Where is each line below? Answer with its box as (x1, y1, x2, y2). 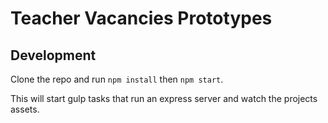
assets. (10, 103, 40, 115)
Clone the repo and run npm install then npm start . (10, 73, 224, 85)
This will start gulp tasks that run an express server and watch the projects (10, 93, 318, 104)
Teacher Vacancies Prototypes (10, 7, 273, 30)
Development (10, 47, 97, 64)
